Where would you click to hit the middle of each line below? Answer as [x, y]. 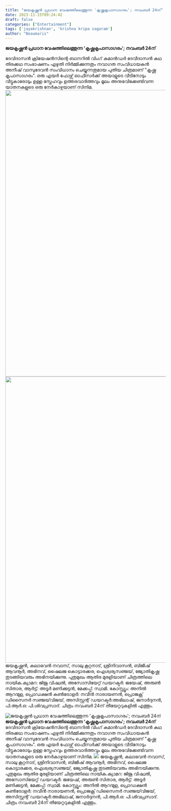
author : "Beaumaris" [27, 34]
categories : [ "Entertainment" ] [38, 24]
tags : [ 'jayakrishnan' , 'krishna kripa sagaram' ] [59, 29]
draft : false [19, 19]
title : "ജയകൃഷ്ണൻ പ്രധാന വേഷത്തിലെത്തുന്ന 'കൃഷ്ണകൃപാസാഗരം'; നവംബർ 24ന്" [84, 10]
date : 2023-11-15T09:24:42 [34, 15]
